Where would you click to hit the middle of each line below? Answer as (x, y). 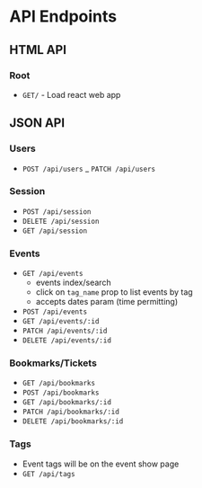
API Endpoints (63, 17)
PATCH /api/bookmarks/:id (70, 412)
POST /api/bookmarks (61, 393)
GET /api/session (55, 231)
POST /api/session (57, 212)
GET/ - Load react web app (71, 94)
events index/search (73, 283)
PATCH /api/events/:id (65, 331)
